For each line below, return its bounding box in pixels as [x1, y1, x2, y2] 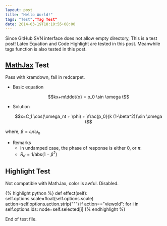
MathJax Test [5, 61, 49, 69]
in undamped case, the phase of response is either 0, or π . [20, 145, 142, 151]
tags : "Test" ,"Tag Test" [5, 17, 58, 22]
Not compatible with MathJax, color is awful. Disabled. [5, 180, 119, 187]
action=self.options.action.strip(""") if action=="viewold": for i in [5, 201, 139, 207]
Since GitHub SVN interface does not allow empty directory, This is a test [5, 35, 157, 41]
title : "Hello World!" [5, 12, 53, 17]
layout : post [5, 7, 33, 13]
